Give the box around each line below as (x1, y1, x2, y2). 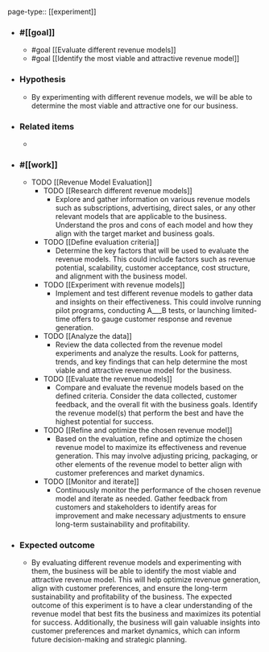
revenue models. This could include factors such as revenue (55, 254, 255, 264)
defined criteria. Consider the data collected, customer (55, 391, 238, 401)
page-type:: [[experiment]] (7, 7, 97, 16)
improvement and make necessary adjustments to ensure (55, 511, 246, 521)
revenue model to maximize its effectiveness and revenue (55, 443, 247, 452)
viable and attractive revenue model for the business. (55, 365, 233, 375)
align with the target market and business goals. (55, 229, 215, 238)
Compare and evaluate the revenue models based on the (55, 382, 244, 393)
